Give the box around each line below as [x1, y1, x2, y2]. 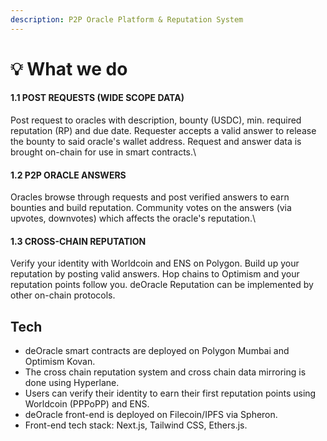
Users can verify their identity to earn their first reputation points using [24, 387, 317, 400]
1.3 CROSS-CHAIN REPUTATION [10, 235, 147, 247]
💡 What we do [10, 57, 128, 80]
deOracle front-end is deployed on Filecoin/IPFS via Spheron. [24, 409, 278, 421]
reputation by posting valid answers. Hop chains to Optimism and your [10, 268, 300, 280]
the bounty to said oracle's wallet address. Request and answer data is [10, 136, 302, 148]
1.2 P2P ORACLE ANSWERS [10, 169, 127, 181]
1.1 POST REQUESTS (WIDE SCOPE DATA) [10, 92, 185, 104]
